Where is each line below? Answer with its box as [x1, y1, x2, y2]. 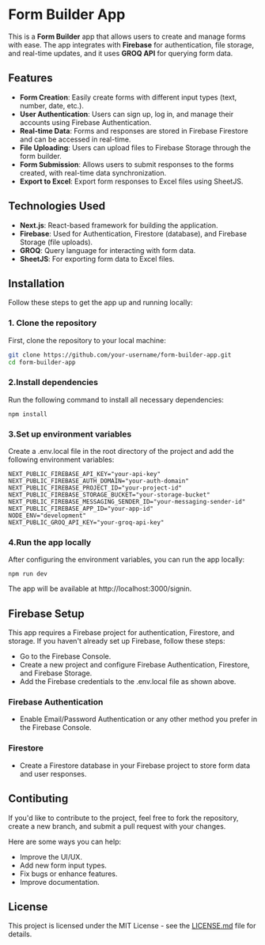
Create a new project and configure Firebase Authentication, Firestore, [19, 660, 251, 670]
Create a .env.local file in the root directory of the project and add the [8, 447, 234, 456]
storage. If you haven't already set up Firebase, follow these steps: [8, 637, 225, 646]
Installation [8, 277, 65, 290]
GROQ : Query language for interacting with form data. [19, 245, 196, 255]
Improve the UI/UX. [19, 852, 83, 861]
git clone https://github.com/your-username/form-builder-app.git [8, 350, 232, 359]
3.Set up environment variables [8, 429, 132, 440]
